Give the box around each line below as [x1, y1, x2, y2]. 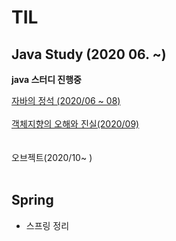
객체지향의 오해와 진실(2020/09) [11, 118, 140, 130]
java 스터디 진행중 [11, 74, 82, 85]
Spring [11, 192, 54, 209]
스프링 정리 [25, 219, 70, 231]
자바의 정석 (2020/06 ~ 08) [11, 95, 121, 106]
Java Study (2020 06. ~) [11, 46, 167, 63]
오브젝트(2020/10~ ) [11, 152, 93, 163]
